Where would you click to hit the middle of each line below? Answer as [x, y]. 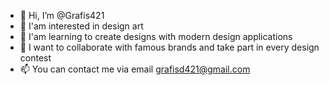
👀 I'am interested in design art [81, 26]
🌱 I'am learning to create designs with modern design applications [156, 36]
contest [35, 58]
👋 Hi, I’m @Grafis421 [62, 15]
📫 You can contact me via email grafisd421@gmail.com [135, 69]
